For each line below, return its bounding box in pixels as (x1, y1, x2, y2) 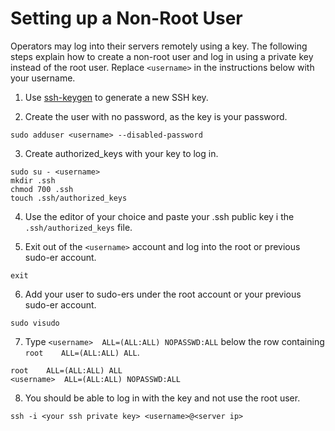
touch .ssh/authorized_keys (10, 193, 128, 203)
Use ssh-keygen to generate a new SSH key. (24, 91, 209, 103)
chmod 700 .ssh (10, 184, 74, 194)
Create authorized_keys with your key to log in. (24, 147, 219, 159)
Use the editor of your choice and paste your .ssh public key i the (24, 210, 295, 222)
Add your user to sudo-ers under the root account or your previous (24, 288, 302, 300)
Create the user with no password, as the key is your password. (24, 110, 288, 122)
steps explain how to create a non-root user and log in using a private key (10, 50, 314, 62)
